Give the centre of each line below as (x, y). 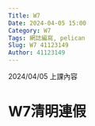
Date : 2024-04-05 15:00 (47, 23)
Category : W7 (30, 30)
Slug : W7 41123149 (38, 45)
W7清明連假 (47, 112)
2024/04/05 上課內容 (43, 76)
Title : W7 (25, 16)
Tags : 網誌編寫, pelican (47, 38)
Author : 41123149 (37, 53)
